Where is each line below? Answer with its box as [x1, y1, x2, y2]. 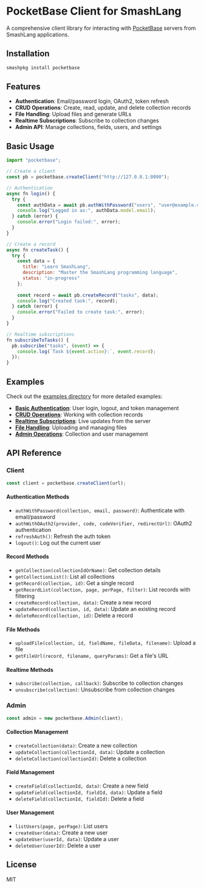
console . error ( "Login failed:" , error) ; [17, 219, 121, 225]
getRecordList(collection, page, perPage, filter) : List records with [15, 586, 191, 593]
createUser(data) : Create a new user [15, 829, 108, 836]
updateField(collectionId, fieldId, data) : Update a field [15, 788, 163, 795]
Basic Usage [6, 141, 55, 152]
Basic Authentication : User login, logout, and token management [15, 404, 179, 411]
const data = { [17, 258, 56, 264]
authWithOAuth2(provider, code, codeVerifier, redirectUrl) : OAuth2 [15, 519, 192, 527]
